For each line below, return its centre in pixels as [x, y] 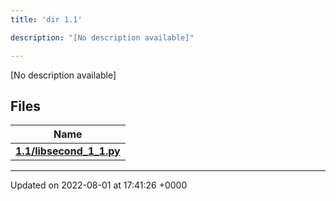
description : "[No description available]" [102, 37]
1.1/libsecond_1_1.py [68, 151]
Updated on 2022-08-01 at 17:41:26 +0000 [99, 185]
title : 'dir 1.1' [46, 19]
